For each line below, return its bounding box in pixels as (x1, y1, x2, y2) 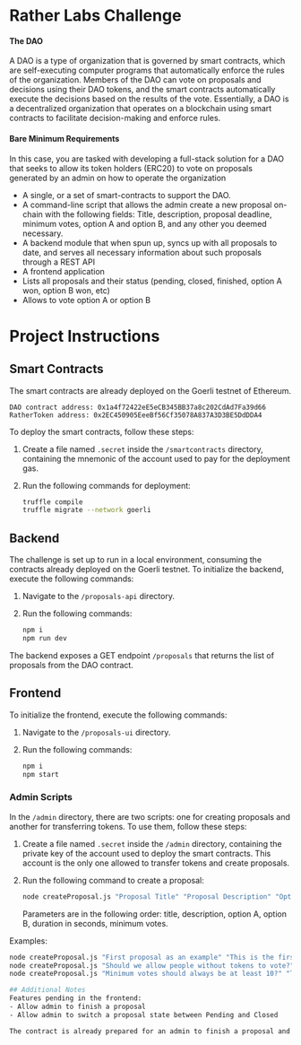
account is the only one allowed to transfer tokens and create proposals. (21, 858, 289, 868)
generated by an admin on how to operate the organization (9, 172, 227, 183)
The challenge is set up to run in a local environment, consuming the (9, 554, 262, 565)
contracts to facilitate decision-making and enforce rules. (9, 113, 221, 124)
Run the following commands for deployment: (21, 480, 191, 491)
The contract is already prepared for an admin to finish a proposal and (9, 1026, 291, 1036)
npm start (21, 770, 60, 779)
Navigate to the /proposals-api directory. (21, 591, 175, 602)
